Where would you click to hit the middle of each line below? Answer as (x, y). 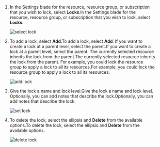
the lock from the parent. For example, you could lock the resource (76, 62)
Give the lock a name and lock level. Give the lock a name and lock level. (81, 91)
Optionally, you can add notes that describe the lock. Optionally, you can (81, 96)
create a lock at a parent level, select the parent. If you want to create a (80, 46)
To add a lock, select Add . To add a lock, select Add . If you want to (76, 41)
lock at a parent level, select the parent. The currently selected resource (82, 51)
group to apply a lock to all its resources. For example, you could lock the (82, 67)
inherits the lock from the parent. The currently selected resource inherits (82, 57)
